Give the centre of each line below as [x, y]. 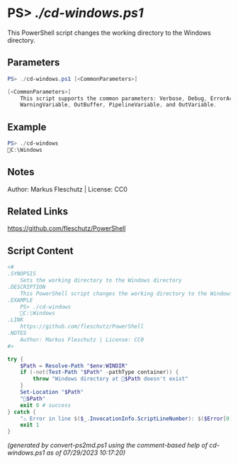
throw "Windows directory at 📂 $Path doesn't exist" [111, 379]
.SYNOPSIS [22, 274]
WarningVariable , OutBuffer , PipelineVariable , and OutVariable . [119, 105]
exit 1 [30, 425]
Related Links [38, 212]
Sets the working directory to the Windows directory [101, 280]
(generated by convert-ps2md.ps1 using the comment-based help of [107, 446]
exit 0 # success [46, 405]
